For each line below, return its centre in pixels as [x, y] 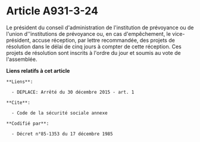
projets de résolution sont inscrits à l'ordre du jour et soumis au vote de [93, 53]
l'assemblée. [22, 59]
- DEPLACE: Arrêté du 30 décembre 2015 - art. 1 [73, 92]
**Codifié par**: [28, 124]
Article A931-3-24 [52, 11]
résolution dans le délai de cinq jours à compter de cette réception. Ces [94, 47]
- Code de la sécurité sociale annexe [60, 113]
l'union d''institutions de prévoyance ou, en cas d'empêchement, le [89, 33]
